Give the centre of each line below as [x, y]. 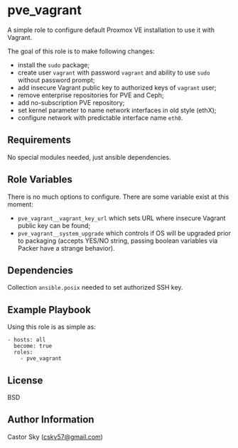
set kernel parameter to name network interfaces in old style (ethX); [117, 110]
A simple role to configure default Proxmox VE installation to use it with [111, 30]
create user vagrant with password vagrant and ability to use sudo [114, 72]
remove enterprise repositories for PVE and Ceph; [91, 95]
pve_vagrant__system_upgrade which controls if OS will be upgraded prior [124, 233]
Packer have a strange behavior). [66, 248]
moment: [20, 204]
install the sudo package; [54, 65]
